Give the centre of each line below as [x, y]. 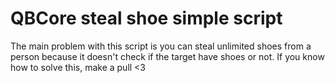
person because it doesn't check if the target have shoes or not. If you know [167, 56]
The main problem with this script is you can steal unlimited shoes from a [161, 46]
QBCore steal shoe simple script [146, 18]
